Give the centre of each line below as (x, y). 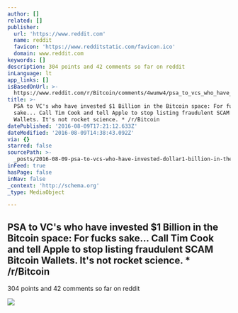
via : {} (19, 139)
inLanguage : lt (30, 73)
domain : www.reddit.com (49, 54)
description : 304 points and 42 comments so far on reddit (96, 67)
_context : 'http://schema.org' (53, 185)
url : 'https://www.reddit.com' (60, 34)
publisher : (23, 27)
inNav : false (27, 179)
